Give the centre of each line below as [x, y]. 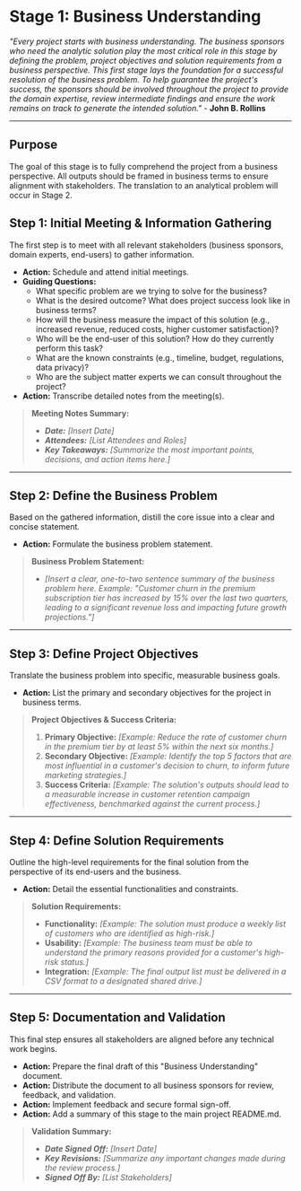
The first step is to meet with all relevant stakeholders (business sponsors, [146, 245]
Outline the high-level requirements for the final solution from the [129, 862]
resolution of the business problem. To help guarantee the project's [133, 79]
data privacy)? [62, 367]
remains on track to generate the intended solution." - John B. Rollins [138, 108]
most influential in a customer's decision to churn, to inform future [167, 766]
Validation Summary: [71, 1131]
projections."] [69, 617]
